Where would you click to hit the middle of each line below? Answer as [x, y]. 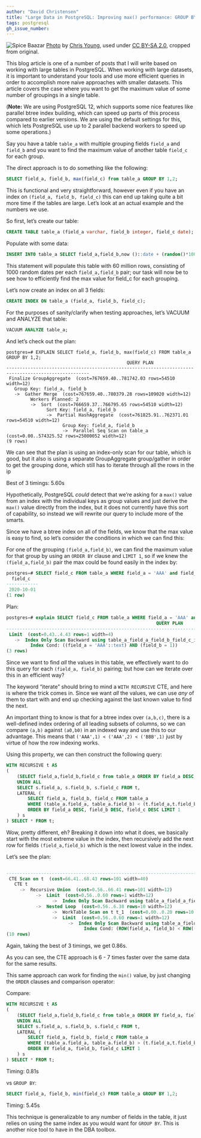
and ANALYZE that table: [37, 319]
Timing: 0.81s [22, 1071]
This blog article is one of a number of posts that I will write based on [92, 63]
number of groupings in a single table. [53, 95]
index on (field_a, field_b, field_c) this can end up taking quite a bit [95, 197]
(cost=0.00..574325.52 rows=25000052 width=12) [67, 436]
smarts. [16, 520]
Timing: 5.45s [23, 1105]
